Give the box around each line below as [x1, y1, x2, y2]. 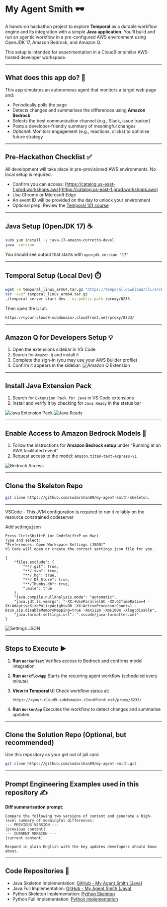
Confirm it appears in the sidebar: [12, 362, 82, 368]
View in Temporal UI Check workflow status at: [12, 688, 109, 694]
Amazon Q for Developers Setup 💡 [5, 333, 113, 342]
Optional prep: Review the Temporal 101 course [12, 202, 109, 208]
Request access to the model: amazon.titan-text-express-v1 [12, 453, 137, 459]
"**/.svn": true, [23, 568, 59, 573]
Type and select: [5, 538, 41, 543]
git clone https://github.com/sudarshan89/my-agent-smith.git [5, 761, 137, 767]
